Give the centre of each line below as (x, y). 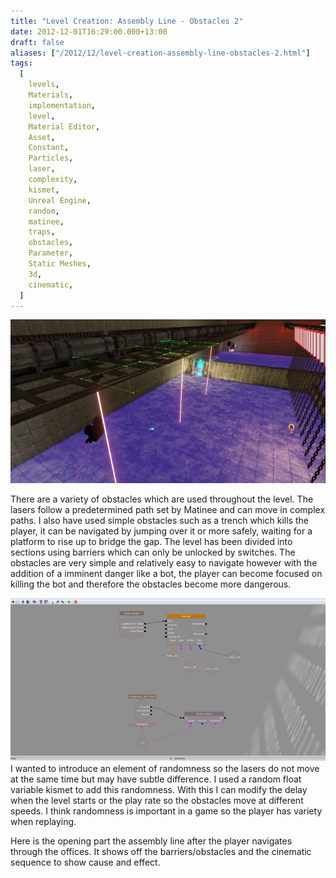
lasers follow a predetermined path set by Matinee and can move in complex (168, 509)
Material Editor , (64, 126)
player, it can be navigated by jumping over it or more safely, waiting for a (161, 531)
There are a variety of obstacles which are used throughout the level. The (162, 499)
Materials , (51, 95)
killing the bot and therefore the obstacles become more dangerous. (151, 584)
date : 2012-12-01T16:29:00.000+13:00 (89, 31)
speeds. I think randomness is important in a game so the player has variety (166, 811)
